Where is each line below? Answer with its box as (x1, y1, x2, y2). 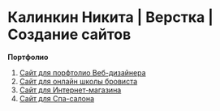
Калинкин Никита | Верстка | (7, 8, 214, 27)
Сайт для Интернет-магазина (19, 85, 122, 95)
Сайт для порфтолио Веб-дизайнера (19, 67, 147, 77)
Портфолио (7, 52, 49, 62)
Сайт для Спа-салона (19, 93, 95, 103)
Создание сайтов (7, 25, 132, 44)
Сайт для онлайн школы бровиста (19, 76, 138, 86)
